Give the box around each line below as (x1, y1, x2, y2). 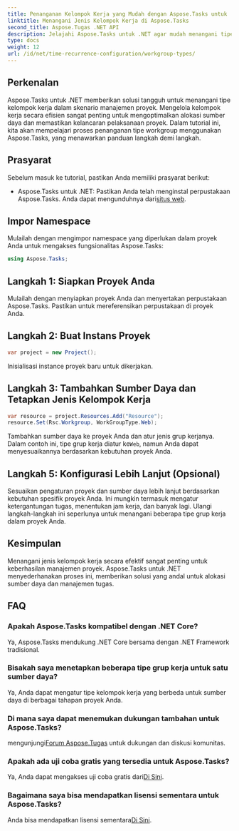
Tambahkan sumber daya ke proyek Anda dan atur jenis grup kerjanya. (7, 432, 215, 441)
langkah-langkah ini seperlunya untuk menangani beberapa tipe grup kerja (7, 509, 226, 518)
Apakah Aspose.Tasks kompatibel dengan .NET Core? (7, 621, 198, 631)
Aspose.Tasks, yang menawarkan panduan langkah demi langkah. (7, 133, 201, 142)
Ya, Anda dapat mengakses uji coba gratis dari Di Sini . (7, 773, 164, 781)
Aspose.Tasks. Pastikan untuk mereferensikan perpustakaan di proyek (7, 302, 213, 310)
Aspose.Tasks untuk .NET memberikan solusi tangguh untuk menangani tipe (7, 96, 231, 104)
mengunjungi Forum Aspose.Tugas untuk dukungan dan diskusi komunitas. (7, 739, 226, 748)
